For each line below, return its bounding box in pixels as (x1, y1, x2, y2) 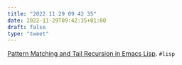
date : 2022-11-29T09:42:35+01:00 (7, 17, 107, 24)
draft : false (7, 23, 46, 30)
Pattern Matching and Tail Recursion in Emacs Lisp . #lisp (7, 49, 176, 58)
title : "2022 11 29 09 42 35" (7, 10, 97, 18)
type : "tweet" (7, 30, 50, 37)
